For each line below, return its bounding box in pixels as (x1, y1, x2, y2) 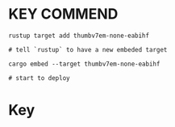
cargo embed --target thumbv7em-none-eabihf (8, 60, 160, 68)
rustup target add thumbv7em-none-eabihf (8, 32, 150, 40)
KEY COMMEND (8, 5, 119, 23)
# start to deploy (8, 74, 70, 82)
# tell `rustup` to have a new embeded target (8, 45, 168, 53)
